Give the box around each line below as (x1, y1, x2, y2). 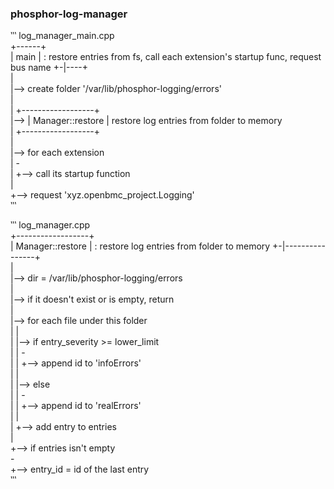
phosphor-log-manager (10, 7, 128, 21)
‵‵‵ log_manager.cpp (10, 219, 91, 231)
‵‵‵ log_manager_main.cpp (10, 30, 115, 42)
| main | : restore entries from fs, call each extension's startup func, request (10, 51, 322, 63)
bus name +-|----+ (10, 62, 89, 74)
